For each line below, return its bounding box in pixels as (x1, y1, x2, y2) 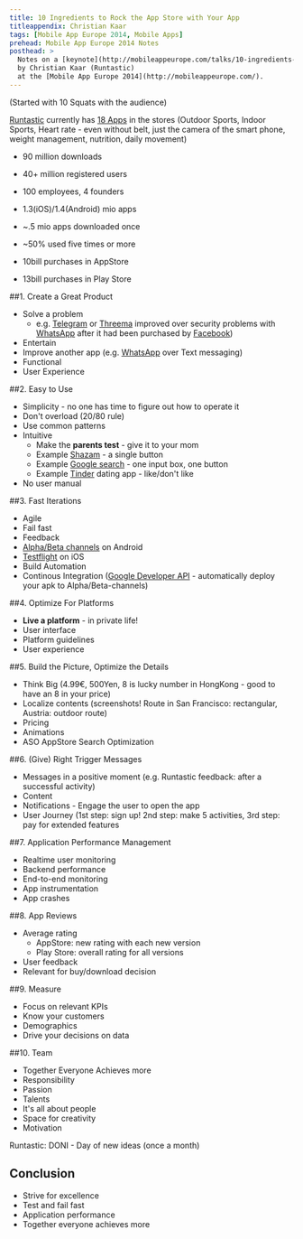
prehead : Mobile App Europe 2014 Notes (9, 38, 160, 48)
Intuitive (22, 430, 52, 441)
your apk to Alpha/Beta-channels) (22, 580, 149, 591)
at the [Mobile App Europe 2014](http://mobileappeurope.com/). (17, 72, 264, 81)
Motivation (22, 1122, 63, 1133)
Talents (22, 1094, 50, 1104)
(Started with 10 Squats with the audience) (9, 97, 168, 107)
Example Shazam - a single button (35, 449, 164, 460)
